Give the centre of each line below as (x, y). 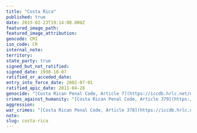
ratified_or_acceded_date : (39, 77)
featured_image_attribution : (42, 34)
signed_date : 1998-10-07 (36, 72)
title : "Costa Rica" (31, 11)
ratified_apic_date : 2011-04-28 (45, 88)
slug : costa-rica (27, 121)
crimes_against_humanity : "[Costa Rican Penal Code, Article (82, 99)
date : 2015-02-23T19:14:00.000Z (45, 22)
